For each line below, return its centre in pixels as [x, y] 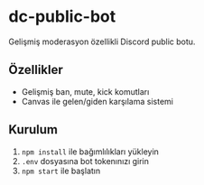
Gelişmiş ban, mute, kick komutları [85, 91]
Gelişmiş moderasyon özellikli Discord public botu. [102, 42]
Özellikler [36, 70]
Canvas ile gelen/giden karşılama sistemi [97, 101]
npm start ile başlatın [61, 171]
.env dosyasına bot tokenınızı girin [85, 161]
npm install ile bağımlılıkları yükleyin [90, 152]
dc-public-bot [62, 17]
